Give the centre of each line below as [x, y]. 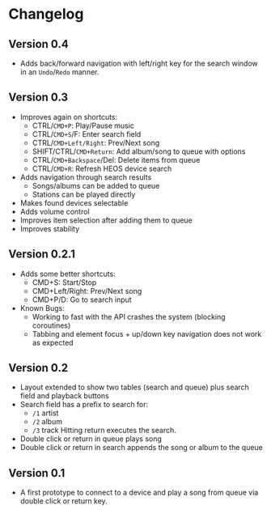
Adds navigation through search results [86, 177]
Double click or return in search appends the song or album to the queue [141, 448]
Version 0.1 [37, 473]
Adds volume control [55, 211]
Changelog [46, 14]
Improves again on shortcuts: [69, 117]
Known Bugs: [42, 308]
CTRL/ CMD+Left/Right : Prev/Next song [96, 142]
